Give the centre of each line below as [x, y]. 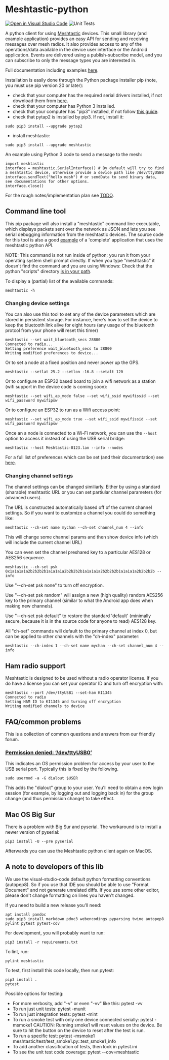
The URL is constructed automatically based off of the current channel [79, 507]
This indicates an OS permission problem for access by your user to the [80, 764]
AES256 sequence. [25, 558]
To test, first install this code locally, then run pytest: [60, 970]
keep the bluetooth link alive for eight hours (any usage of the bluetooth [80, 325]
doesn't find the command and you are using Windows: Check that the [79, 266]
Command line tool [36, 211]
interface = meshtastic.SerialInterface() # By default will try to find [85, 168]
